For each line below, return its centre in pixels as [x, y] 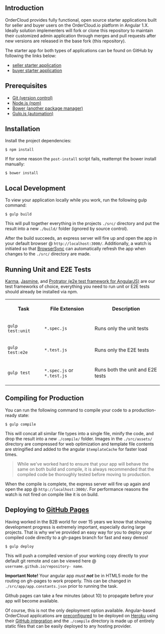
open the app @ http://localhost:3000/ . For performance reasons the [77, 489]
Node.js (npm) [27, 103]
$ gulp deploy [20, 546]
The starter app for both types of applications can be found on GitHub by [79, 50]
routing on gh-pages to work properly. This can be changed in [68, 581]
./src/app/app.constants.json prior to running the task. [61, 586]
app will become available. [32, 601]
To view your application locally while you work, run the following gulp [76, 200]
